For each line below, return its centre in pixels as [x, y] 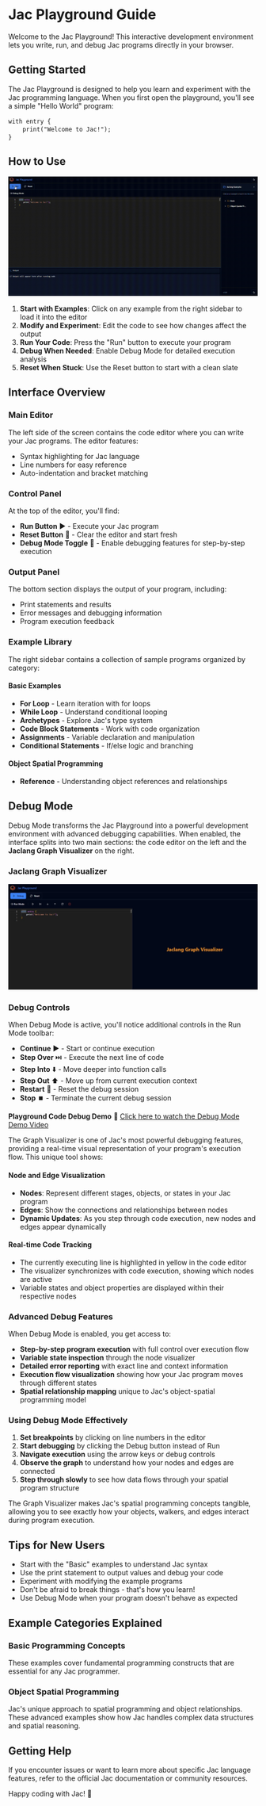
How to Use [37, 161]
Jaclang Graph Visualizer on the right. [71, 851]
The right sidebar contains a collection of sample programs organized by [127, 659]
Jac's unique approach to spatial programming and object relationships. [125, 1709]
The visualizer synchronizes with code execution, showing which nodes [137, 1271]
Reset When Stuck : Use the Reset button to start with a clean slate [129, 367]
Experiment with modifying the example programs [101, 1581]
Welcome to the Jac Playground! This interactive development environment [131, 36]
